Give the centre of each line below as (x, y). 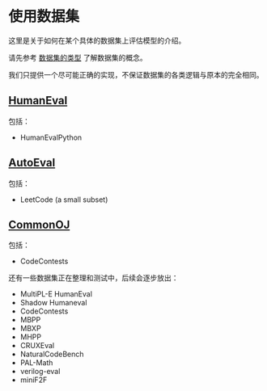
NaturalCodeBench (52, 354)
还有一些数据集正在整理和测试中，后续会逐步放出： (93, 278)
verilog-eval (40, 372)
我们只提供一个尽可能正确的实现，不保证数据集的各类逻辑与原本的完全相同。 (136, 74)
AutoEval (32, 163)
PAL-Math (36, 363)
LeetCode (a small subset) (64, 200)
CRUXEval (37, 346)
